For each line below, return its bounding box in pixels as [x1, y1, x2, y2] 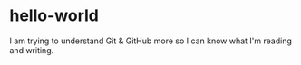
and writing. [9, 44, 54, 55]
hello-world [9, 5, 100, 26]
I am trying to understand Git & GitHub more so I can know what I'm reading [9, 35, 293, 46]
